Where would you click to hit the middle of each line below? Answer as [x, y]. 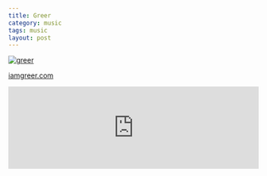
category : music [35, 23]
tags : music [28, 30]
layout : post [30, 38]
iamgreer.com [31, 75]
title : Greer [30, 15]
